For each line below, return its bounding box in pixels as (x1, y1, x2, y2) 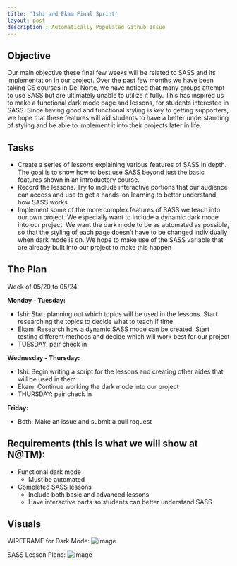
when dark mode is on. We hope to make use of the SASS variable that (17, 236, 224, 244)
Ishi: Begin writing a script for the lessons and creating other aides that (17, 367, 224, 376)
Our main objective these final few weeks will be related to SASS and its (7, 69, 217, 77)
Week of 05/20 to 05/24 (7, 282, 78, 291)
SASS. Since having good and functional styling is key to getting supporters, (7, 106, 229, 115)
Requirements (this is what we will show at (7, 438, 199, 450)
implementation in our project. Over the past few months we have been (7, 76, 214, 85)
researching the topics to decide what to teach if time (17, 317, 174, 325)
